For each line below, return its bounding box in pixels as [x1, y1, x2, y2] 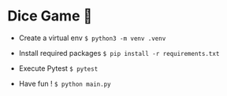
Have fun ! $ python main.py [18, 79, 111, 88]
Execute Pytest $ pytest [18, 63, 99, 73]
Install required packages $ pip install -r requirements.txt [18, 48, 220, 57]
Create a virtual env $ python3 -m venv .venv [18, 33, 166, 42]
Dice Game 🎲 [7, 7, 93, 25]
